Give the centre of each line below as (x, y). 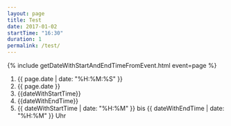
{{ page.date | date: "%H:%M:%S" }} (70, 79)
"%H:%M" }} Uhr (42, 116)
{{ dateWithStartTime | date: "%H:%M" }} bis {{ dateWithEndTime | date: (121, 108)
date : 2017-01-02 (32, 26)
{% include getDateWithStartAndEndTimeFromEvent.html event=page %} (112, 65)
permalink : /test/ (34, 46)
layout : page (26, 13)
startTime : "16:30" (35, 33)
